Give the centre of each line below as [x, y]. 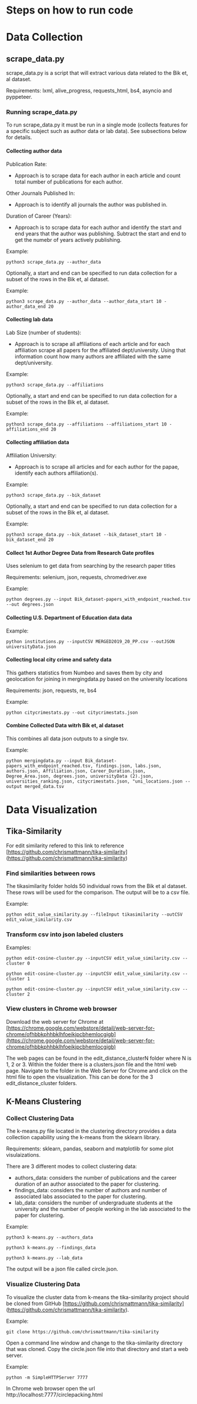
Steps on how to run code [70, 10]
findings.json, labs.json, [128, 766]
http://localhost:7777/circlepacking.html [54, 1395]
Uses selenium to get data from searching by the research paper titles [91, 566]
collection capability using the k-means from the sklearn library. [83, 1137]
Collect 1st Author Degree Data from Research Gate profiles [80, 553]
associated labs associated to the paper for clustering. [81, 1197]
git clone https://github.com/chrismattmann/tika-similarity [83, 1332]
